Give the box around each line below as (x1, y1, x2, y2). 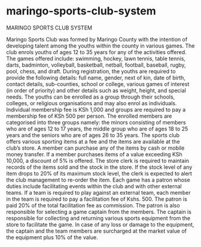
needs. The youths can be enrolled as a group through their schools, (6, 93, 175, 100)
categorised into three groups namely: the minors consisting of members (6, 118, 187, 126)
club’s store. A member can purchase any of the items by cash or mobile (6, 144, 185, 151)
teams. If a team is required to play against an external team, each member (6, 189, 191, 196)
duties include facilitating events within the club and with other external (6, 182, 182, 190)
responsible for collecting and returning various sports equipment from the (6, 215, 190, 222)
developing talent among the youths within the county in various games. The (6, 42, 195, 49)
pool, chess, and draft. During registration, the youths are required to (6, 67, 176, 75)
